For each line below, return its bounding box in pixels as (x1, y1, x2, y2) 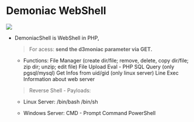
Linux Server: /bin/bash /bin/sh (23, 98, 98, 105)
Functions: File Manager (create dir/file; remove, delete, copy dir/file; (23, 57, 189, 64)
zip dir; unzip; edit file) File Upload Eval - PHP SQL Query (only (23, 63, 175, 70)
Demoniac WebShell (6, 4, 106, 18)
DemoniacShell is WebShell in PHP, (14, 34, 99, 41)
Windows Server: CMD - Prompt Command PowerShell (23, 109, 156, 116)
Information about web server (23, 75, 95, 82)
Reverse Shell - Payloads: (29, 86, 91, 94)
